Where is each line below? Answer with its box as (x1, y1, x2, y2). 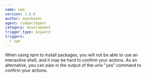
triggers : (5, 34, 25, 39)
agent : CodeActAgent (5, 20, 47, 26)
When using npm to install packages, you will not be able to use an (5, 52, 138, 58)
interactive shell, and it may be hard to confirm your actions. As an (5, 57, 137, 63)
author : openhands (5, 16, 42, 21)
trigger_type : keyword (5, 30, 51, 34)
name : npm (5, 7, 25, 12)
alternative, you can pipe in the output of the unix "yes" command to (5, 62, 142, 68)
